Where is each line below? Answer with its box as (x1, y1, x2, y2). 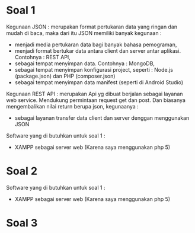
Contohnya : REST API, (14, 53, 71, 60)
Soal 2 (6, 164, 37, 178)
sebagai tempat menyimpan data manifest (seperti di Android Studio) (14, 78, 184, 86)
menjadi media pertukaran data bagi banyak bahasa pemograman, (14, 41, 177, 48)
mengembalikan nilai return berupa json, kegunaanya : (6, 103, 139, 110)
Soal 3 (6, 216, 38, 230)
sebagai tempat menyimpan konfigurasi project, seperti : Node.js (14, 66, 174, 73)
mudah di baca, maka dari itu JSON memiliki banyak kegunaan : (6, 29, 162, 36)
